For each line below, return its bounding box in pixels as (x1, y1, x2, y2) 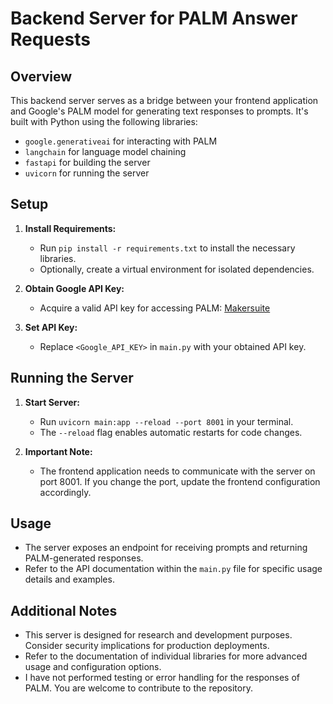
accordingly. (39, 486, 92, 498)
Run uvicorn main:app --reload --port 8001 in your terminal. (39, 415, 294, 427)
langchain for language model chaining (24, 146, 187, 157)
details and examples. (24, 573, 115, 586)
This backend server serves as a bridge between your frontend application (10, 95, 319, 106)
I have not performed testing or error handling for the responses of (24, 672, 300, 684)
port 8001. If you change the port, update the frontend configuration (39, 475, 321, 487)
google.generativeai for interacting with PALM (24, 135, 218, 147)
